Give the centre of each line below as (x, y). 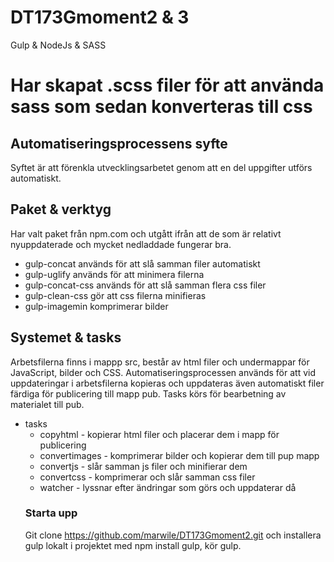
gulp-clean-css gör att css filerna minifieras (115, 295)
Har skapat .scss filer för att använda (167, 85)
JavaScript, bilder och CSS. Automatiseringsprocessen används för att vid (163, 372)
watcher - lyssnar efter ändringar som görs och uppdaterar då (168, 487)
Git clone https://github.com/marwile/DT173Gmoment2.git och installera (173, 535)
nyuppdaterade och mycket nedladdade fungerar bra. (121, 244)
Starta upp (51, 513)
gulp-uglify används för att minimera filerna (114, 274)
